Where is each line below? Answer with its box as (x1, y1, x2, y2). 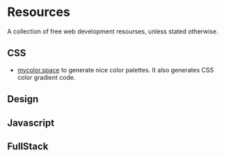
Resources (7, 4, 71, 20)
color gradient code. (17, 73, 76, 81)
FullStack (7, 140, 49, 152)
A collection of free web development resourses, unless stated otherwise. (7, 27, 219, 35)
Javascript (7, 117, 55, 129)
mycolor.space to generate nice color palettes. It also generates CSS (17, 65, 214, 74)
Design (7, 93, 39, 105)
